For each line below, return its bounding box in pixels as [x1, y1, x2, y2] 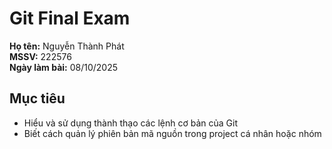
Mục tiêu [9, 90, 66, 107]
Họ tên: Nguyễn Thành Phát [9, 40, 125, 52]
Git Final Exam [9, 7, 131, 30]
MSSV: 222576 [9, 50, 72, 62]
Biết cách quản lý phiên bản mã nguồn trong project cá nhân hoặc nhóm [23, 127, 322, 139]
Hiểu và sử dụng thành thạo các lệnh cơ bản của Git [23, 117, 239, 129]
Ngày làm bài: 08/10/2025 [9, 61, 118, 73]
